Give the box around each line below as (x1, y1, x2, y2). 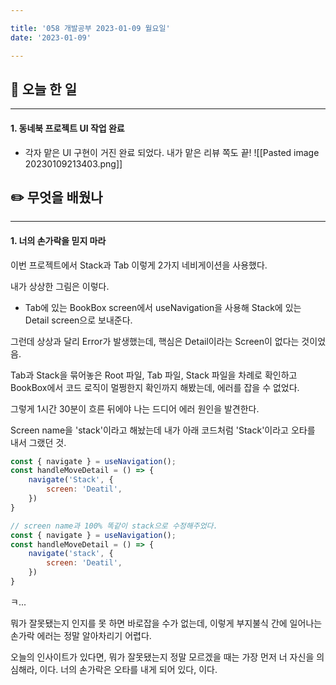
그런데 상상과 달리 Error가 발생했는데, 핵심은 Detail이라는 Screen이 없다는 (10, 335, 300, 347)
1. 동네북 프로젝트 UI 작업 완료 (10, 122, 125, 134)
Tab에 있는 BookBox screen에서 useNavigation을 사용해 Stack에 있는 (24, 301, 302, 313)
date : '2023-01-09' (10, 32, 92, 43)
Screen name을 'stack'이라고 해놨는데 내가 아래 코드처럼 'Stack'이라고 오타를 (10, 424, 316, 436)
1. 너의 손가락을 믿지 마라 (10, 234, 107, 246)
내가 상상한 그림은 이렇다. (10, 280, 110, 292)
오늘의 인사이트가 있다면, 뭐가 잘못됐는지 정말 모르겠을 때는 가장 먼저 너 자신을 (10, 651, 315, 663)
